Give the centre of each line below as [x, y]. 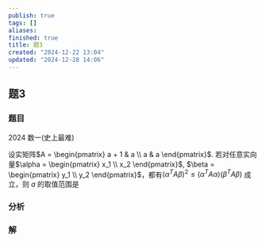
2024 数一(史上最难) [41, 137]
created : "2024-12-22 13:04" [56, 52]
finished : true [33, 38]
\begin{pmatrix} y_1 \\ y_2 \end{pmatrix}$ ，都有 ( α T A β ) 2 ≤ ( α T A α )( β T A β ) [125, 174]
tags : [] [23, 23]
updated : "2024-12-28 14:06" [56, 60]
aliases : [23, 30]
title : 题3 [26, 45]
